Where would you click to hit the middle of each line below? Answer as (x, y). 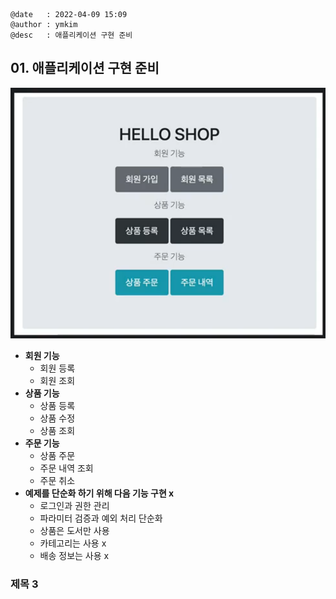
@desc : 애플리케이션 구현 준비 (71, 35)
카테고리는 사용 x (73, 543)
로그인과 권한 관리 (74, 506)
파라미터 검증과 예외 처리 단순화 (101, 518)
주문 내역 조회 (66, 468)
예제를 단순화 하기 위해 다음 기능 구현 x (99, 493)
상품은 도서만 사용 (74, 531)
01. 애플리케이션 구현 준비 (85, 68)
